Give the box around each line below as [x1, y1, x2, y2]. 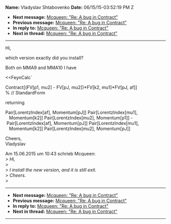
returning [5, 100, 25, 106]
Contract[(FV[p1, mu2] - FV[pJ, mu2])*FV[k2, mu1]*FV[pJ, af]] [5, 84, 137, 90]
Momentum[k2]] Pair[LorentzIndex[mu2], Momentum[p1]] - [9, 115, 133, 121]
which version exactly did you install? [5, 55, 84, 60]
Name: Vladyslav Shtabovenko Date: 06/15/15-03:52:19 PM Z [5, 5, 134, 10]
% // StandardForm [5, 90, 46, 95]
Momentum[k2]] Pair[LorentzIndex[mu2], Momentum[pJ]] [9, 125, 131, 132]
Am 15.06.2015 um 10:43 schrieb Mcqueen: [5, 151, 96, 156]
